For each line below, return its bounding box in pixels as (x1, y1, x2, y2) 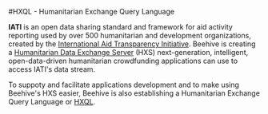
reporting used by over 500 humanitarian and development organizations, (8, 31, 252, 40)
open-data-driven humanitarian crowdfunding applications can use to (8, 56, 238, 65)
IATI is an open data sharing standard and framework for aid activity (8, 22, 234, 31)
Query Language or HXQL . (8, 97, 96, 106)
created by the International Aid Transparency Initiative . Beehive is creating (8, 39, 256, 49)
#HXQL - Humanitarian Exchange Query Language (8, 7, 174, 16)
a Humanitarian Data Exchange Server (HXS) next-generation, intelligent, (8, 48, 249, 57)
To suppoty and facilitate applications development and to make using (8, 80, 240, 89)
